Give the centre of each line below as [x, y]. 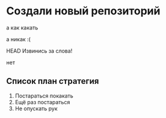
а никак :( [19, 39]
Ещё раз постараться [42, 102]
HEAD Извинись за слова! [39, 51]
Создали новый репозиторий [83, 11]
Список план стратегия [53, 81]
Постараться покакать [44, 96]
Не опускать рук [36, 108]
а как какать [22, 28]
